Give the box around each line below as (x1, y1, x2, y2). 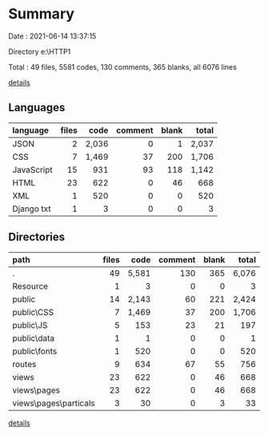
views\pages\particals (12, 397, 95, 409)
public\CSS (12, 306, 54, 317)
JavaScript (12, 164, 54, 175)
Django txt (12, 203, 52, 214)
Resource (12, 281, 49, 292)
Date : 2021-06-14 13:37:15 (8, 31, 97, 41)
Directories (8, 230, 66, 244)
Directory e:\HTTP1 (8, 46, 71, 56)
